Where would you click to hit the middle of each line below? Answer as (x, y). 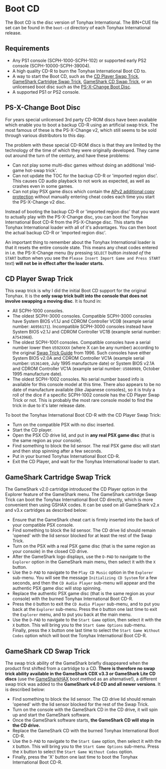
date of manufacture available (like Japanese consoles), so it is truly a (83, 390)
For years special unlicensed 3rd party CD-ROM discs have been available (81, 119)
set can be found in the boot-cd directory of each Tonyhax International (78, 27)
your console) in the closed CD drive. (50, 551)
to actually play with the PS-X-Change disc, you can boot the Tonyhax (77, 217)
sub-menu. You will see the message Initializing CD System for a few (85, 578)
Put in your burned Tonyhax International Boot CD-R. (66, 456)
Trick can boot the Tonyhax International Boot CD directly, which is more (79, 500)
